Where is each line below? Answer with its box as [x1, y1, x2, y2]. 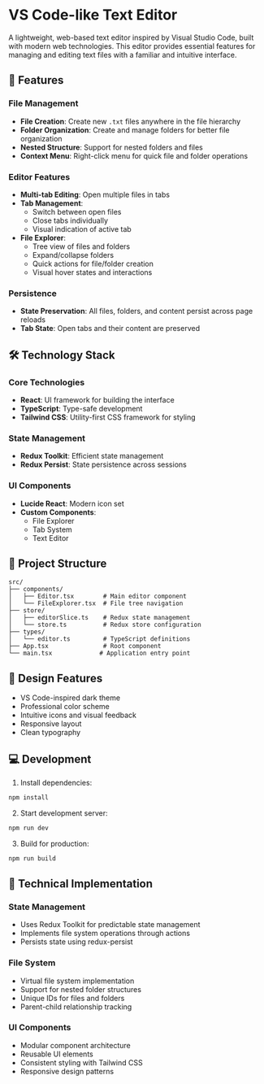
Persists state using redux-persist [19, 937, 133, 947]
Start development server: [19, 808, 108, 818]
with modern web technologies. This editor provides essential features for [8, 41, 256, 50]
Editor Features [8, 171, 71, 182]
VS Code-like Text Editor [8, 6, 178, 24]
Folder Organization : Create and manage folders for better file [19, 124, 230, 135]
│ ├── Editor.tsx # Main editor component [8, 592, 187, 601]
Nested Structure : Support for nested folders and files [19, 142, 203, 152]
